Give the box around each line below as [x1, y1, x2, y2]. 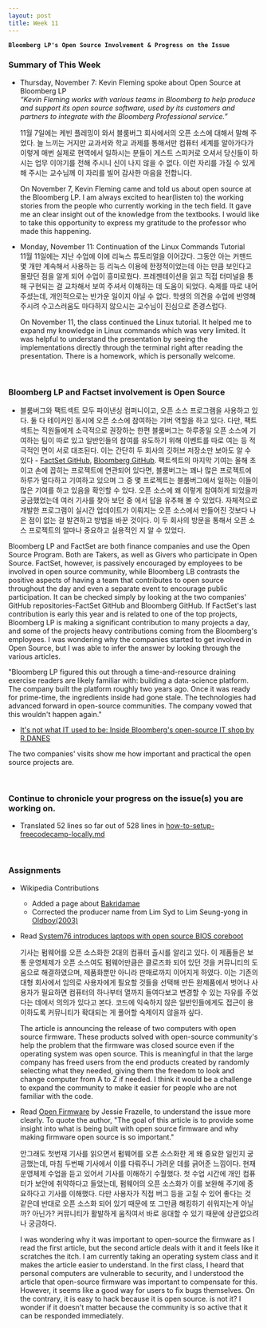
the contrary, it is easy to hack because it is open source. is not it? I [19, 1294, 241, 1303]
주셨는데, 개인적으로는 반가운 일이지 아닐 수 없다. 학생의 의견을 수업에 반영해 [19, 291, 257, 300]
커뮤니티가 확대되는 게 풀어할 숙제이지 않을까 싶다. [47, 1007, 203, 1017]
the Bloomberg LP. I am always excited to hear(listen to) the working [19, 192, 245, 202]
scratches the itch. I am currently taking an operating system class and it [19, 1251, 259, 1261]
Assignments [8, 865, 61, 876]
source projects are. [8, 758, 74, 767]
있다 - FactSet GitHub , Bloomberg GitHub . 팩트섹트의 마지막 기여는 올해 [19, 456, 249, 466]
